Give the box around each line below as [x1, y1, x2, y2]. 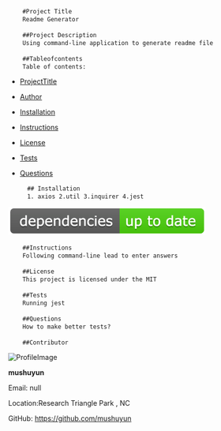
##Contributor [22, 339, 69, 347]
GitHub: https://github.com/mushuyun [8, 414, 132, 423]
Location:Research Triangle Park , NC [8, 399, 130, 407]
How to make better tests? [22, 323, 111, 331]
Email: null [8, 383, 42, 392]
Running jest [22, 299, 66, 307]
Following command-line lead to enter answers [22, 252, 178, 260]
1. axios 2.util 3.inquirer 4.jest [27, 193, 144, 201]
